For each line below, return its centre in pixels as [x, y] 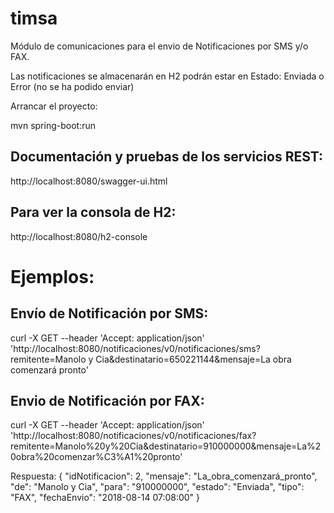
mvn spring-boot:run [53, 125]
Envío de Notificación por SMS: [109, 313]
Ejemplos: [52, 276]
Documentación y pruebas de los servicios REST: [167, 157]
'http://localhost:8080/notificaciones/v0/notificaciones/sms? [135, 348]
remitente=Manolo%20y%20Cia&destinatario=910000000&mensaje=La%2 [166, 446]
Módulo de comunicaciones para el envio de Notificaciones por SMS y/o [159, 46]
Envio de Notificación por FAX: [107, 400]
